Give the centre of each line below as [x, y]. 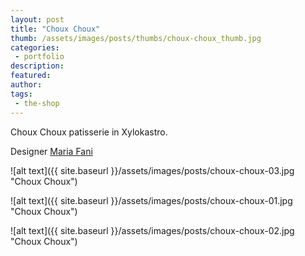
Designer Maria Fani [51, 151]
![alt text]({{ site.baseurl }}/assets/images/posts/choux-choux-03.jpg [152, 170]
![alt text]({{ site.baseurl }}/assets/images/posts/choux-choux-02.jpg [152, 230]
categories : [35, 47]
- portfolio [39, 57]
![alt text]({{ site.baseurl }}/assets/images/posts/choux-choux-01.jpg [151, 200]
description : [37, 66]
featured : [31, 76]
